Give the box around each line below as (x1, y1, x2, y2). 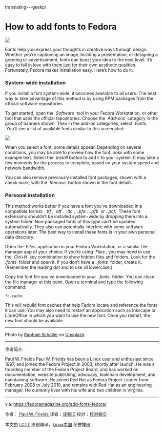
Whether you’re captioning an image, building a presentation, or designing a (5, 51, 158, 58)
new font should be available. (5, 317, 64, 323)
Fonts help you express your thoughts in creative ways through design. (5, 46, 148, 52)
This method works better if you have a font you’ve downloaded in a (5, 203, 143, 209)
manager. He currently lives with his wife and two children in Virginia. (5, 387, 144, 393)
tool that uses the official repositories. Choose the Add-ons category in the (5, 116, 158, 121)
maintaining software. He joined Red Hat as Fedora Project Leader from (5, 376, 149, 382)
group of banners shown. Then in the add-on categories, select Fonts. (5, 120, 147, 126)
